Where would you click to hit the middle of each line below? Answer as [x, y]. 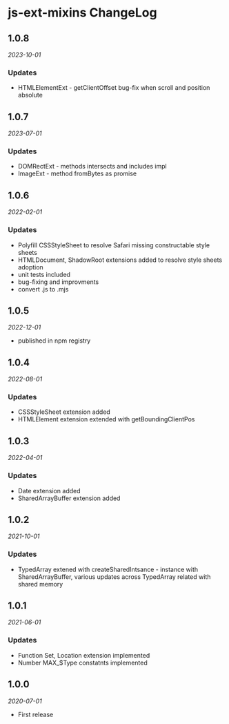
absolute [30, 95]
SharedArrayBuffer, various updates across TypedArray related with [114, 577]
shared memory [40, 584]
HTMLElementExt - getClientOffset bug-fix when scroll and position [114, 88]
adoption [30, 267]
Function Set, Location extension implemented [84, 655]
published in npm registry [54, 341]
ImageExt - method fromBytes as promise [77, 173]
